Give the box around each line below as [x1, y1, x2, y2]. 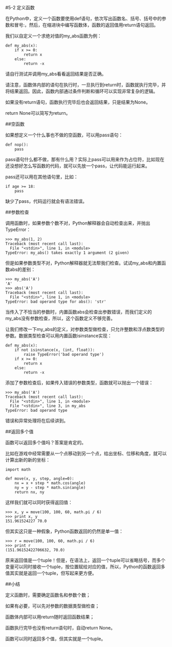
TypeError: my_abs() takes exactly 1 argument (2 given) [5, 250, 130, 255]
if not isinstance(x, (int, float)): [14, 347, 95, 353]
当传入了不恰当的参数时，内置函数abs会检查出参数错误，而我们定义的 [5, 309, 152, 315]
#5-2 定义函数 [5, 5, 35, 10]
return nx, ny [14, 489, 45, 495]
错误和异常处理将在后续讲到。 [5, 417, 68, 424]
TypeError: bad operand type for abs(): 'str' [5, 299, 106, 304]
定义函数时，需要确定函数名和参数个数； [5, 592, 91, 598]
